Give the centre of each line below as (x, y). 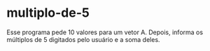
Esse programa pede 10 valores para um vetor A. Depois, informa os (105, 32)
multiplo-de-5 (48, 13)
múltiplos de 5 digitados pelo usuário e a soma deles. (83, 39)
